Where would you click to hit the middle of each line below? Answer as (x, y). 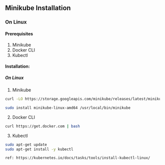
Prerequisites (19, 33)
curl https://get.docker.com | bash (42, 126)
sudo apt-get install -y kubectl (39, 149)
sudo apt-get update (26, 144)
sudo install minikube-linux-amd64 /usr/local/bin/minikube (68, 108)
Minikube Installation (38, 8)
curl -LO (14, 99)
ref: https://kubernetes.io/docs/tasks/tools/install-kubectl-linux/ (78, 158)
